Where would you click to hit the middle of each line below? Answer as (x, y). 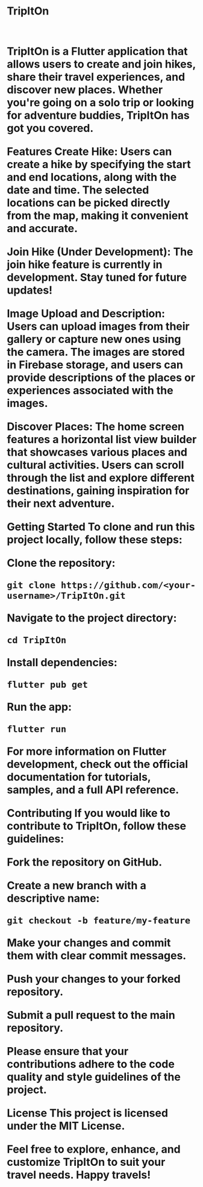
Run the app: (39, 707)
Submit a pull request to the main (91, 1015)
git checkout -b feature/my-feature (99, 921)
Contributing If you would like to (89, 814)
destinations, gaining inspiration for (98, 491)
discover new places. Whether (85, 90)
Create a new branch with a (77, 886)
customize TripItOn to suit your (86, 1162)
